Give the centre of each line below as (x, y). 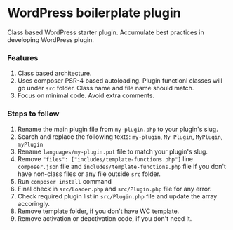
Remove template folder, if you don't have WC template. (98, 211)
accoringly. (34, 203)
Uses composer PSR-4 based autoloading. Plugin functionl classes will (120, 81)
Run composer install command (65, 181)
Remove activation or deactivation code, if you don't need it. (105, 218)
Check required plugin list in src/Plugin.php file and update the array (117, 196)
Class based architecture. (54, 73)
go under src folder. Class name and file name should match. (106, 88)
